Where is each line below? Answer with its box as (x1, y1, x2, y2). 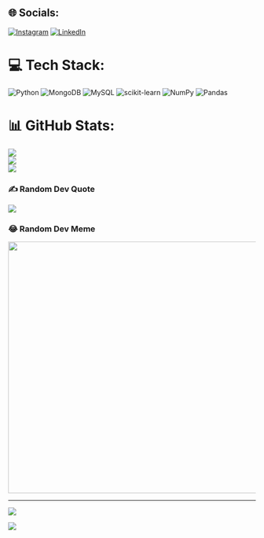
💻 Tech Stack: (8, 57, 105, 74)
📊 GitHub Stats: (8, 116, 115, 134)
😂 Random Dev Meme (8, 223, 96, 234)
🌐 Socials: (8, 6, 60, 20)
